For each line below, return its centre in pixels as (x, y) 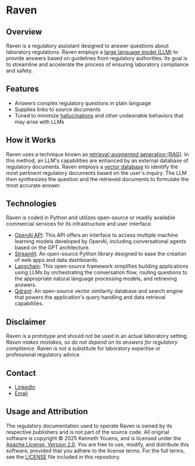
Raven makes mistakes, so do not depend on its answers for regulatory (92, 342)
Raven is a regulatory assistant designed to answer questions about (88, 46)
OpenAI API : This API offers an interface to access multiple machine (96, 235)
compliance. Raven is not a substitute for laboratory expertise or (83, 348)
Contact (21, 373)
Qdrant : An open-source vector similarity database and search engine (99, 291)
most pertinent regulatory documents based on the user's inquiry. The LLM (96, 172)
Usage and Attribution (47, 412)
